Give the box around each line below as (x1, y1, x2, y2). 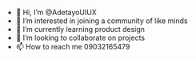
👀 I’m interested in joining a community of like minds (15, 16, 188, 26)
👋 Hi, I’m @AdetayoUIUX (15, 8, 98, 17)
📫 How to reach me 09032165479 (15, 42, 130, 51)
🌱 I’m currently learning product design (15, 25, 146, 33)
